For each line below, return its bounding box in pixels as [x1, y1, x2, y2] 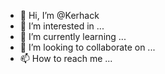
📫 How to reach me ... [19, 53, 113, 64]
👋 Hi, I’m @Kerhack [19, 10, 100, 21]
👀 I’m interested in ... [19, 20, 105, 32]
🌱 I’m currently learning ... [19, 31, 127, 42]
